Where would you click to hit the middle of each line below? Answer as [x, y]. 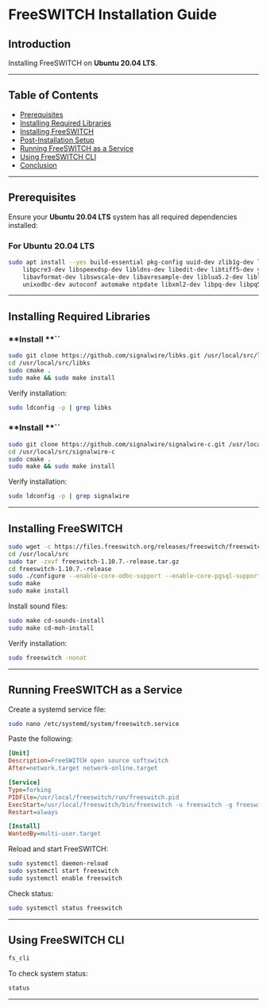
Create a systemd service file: [57, 709]
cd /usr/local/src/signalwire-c [62, 452]
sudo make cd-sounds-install [56, 621]
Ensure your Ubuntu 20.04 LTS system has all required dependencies [123, 217]
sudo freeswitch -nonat [48, 658]
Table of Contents [54, 96]
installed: [23, 225]
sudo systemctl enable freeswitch [66, 878]
